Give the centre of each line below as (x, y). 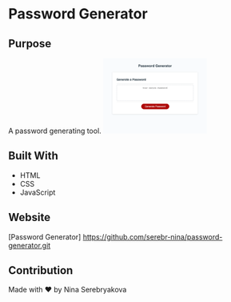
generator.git (30, 245)
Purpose (30, 44)
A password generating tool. (55, 131)
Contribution (41, 270)
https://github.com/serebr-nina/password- (153, 236)
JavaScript (38, 192)
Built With (33, 156)
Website (29, 217)
